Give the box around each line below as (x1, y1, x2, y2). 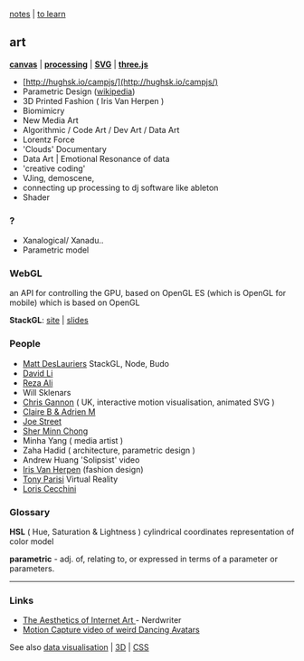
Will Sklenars (22, 387, 71, 398)
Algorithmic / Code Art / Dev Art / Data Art (22, 124, 180, 135)
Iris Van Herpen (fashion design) (22, 464, 144, 474)
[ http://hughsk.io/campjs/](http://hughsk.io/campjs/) (22, 76, 219, 87)
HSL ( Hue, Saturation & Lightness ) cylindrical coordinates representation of (9, 526, 295, 537)
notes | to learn (9, 9, 66, 19)
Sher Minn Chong (22, 426, 89, 436)
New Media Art (22, 114, 79, 126)
